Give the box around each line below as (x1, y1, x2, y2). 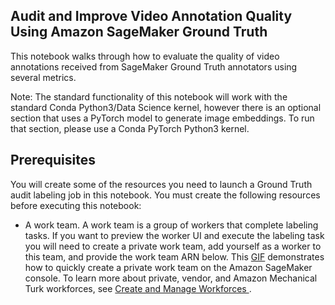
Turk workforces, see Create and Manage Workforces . (24, 282, 252, 294)
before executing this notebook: (10, 199, 142, 211)
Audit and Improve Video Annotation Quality (10, 8, 293, 25)
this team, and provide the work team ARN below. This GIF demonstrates (24, 250, 325, 263)
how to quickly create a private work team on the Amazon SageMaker (24, 261, 313, 273)
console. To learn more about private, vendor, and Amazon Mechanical (24, 272, 318, 284)
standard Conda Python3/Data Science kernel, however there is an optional (10, 101, 322, 113)
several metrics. (10, 71, 77, 83)
